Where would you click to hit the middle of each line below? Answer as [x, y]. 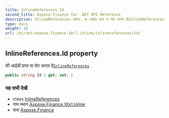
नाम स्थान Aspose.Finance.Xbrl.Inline [49, 104]
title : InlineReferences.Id [35, 10]
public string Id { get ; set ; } [39, 75]
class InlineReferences [36, 99]
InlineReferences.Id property [52, 53]
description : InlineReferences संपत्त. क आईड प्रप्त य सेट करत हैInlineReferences [85, 19]
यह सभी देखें [16, 88]
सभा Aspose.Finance [33, 110]
